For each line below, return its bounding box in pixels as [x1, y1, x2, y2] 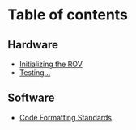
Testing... [19, 68, 51, 78]
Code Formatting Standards [19, 112, 113, 122]
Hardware [7, 38, 58, 52]
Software [7, 91, 55, 105]
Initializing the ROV [19, 59, 83, 69]
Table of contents [7, 6, 129, 24]
